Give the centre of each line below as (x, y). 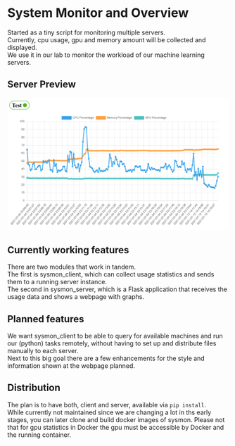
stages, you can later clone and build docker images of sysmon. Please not (116, 419)
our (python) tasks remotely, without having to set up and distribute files (112, 343)
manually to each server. (43, 351)
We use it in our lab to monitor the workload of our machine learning (106, 55)
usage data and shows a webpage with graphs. (76, 297)
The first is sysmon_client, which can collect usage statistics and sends (111, 274)
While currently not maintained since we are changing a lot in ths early (109, 412)
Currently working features (68, 250)
